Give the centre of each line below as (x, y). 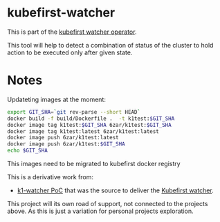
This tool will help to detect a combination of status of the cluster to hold (110, 45)
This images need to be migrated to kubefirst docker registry (94, 164)
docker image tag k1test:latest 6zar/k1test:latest (83, 131)
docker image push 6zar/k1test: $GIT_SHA (66, 144)
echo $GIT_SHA (28, 151)
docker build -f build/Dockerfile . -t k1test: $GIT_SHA (91, 119)
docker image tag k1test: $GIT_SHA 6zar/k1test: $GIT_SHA (89, 125)
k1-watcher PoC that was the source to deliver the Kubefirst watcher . (116, 190)
